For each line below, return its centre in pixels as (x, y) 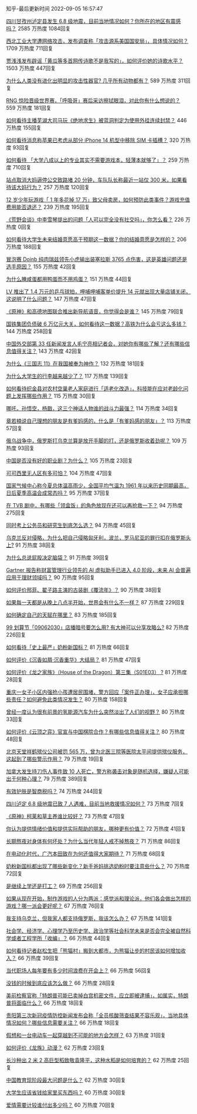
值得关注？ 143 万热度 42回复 (46, 351)
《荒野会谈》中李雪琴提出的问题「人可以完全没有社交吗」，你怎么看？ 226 (95, 220)
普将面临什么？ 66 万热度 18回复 (45, 1003)
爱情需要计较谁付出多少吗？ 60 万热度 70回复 (61, 1105)
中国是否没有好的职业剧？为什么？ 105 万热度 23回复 (69, 461)
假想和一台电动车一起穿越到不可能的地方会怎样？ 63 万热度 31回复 (86, 1035)
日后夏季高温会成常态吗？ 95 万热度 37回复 (58, 493)
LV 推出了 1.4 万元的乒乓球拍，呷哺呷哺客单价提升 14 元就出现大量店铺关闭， (98, 292)
